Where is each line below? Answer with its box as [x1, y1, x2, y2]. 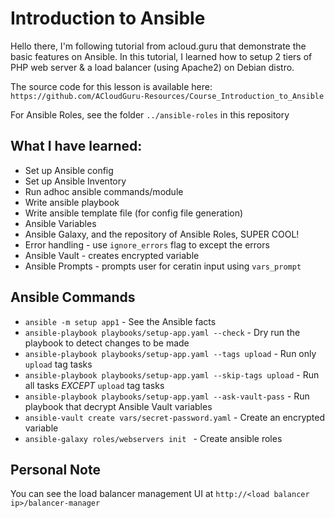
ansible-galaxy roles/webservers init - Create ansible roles [24, 432, 283, 444]
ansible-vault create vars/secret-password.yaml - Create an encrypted [24, 411, 326, 423]
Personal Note [10, 461, 101, 478]
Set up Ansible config [24, 164, 114, 176]
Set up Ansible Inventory [24, 175, 127, 187]
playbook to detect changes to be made [24, 337, 190, 349]
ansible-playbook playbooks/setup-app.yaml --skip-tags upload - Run [24, 368, 320, 381]
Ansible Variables [24, 217, 97, 229]
